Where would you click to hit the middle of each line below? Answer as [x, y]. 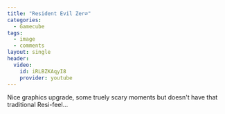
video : [23, 65]
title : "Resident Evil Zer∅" [49, 13]
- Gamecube [29, 26]
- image [25, 39]
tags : [15, 33]
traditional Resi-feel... [38, 105]
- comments [29, 46]
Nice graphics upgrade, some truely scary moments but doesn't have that [112, 97]
